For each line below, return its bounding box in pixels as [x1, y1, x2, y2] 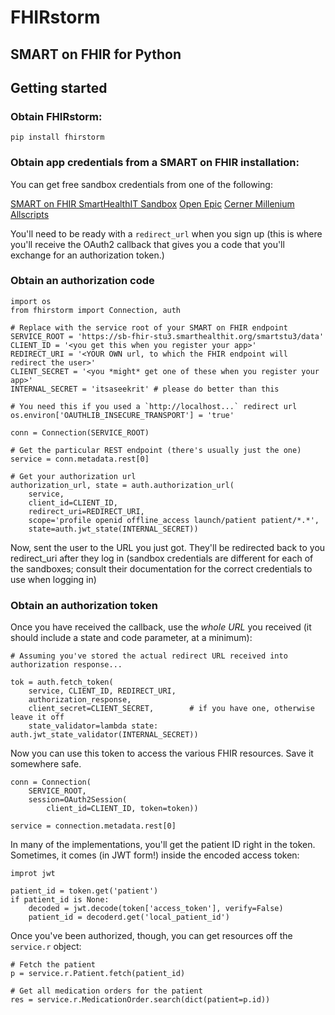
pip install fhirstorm [10, 132, 105, 143]
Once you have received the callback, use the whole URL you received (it [10, 621, 312, 633]
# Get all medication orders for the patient [10, 986, 203, 996]
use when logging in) [10, 573, 97, 585]
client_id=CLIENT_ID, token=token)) [46, 804, 199, 814]
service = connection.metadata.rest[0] [10, 821, 177, 831]
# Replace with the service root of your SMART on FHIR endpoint [10, 322, 288, 333]
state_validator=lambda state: [28, 721, 159, 731]
